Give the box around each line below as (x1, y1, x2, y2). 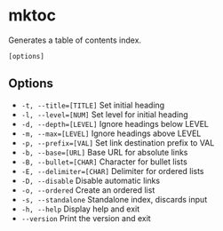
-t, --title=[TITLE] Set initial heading (20, 100, 165, 110)
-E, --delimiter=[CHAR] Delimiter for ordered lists (20, 165, 205, 176)
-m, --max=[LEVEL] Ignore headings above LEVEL (20, 128, 202, 139)
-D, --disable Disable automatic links (20, 175, 161, 186)
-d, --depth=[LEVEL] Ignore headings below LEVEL (20, 118, 210, 129)
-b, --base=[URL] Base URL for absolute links (20, 147, 188, 157)
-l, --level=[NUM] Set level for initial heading (20, 108, 188, 120)
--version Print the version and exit (20, 212, 152, 223)
